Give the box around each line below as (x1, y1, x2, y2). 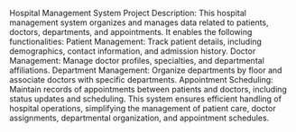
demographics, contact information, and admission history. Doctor (9, 46, 256, 57)
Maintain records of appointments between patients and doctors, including (9, 84, 287, 94)
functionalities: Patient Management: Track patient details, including (9, 36, 262, 47)
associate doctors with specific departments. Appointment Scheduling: (9, 75, 273, 84)
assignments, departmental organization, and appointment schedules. (9, 112, 270, 123)
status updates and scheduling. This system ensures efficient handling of (9, 93, 282, 104)
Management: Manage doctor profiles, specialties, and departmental (9, 56, 264, 66)
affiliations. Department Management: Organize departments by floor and (9, 65, 282, 75)
